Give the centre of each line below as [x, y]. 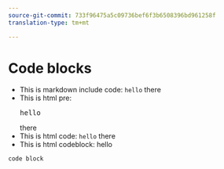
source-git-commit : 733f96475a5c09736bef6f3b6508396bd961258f [112, 15]
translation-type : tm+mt [49, 23]
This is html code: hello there [68, 136]
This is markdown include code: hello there [90, 90]
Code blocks [50, 68]
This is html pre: [46, 98]
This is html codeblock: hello [66, 145]
